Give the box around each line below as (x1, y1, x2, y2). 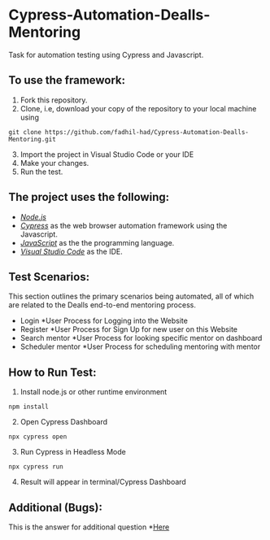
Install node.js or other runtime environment (20, 387, 168, 397)
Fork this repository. (20, 95, 88, 105)
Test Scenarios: (8, 270, 90, 284)
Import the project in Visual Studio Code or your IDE (20, 149, 194, 159)
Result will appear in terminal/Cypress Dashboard (20, 477, 187, 487)
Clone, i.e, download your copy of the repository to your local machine (20, 103, 257, 113)
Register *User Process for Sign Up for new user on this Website (20, 324, 238, 334)
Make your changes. (20, 158, 89, 168)
